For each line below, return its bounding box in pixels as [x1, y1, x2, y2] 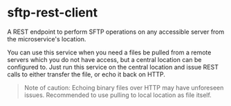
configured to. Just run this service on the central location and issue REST [7, 63, 219, 71]
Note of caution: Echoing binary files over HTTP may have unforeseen [24, 83, 224, 92]
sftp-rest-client [7, 5, 98, 21]
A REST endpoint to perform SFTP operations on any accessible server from [7, 28, 225, 36]
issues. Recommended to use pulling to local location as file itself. [24, 91, 212, 99]
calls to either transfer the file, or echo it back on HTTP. [7, 70, 166, 78]
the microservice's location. [7, 34, 86, 43]
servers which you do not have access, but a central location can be [7, 55, 202, 63]
